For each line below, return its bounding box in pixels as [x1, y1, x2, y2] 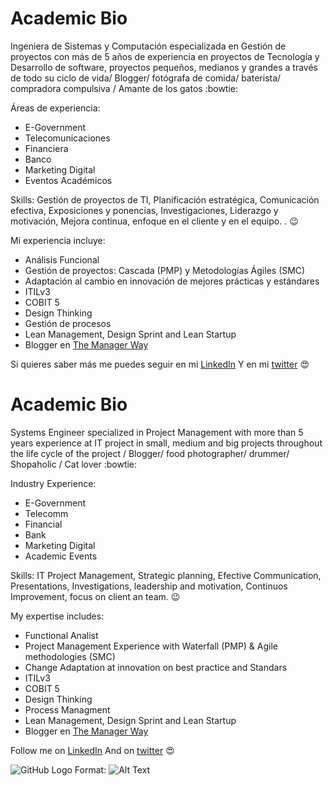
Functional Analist [24, 629, 99, 641]
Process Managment [24, 703, 111, 716]
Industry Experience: [10, 477, 97, 489]
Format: [74, 763, 107, 776]
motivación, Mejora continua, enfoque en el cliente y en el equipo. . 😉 [10, 215, 299, 227]
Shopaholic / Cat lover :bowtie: [10, 458, 138, 470]
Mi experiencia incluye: [10, 234, 106, 246]
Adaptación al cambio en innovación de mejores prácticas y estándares [24, 275, 320, 287]
